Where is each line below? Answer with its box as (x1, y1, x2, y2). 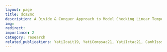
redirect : (5, 26, 26, 31)
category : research (5, 35, 46, 40)
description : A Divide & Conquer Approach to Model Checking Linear (5, 16, 150, 21)
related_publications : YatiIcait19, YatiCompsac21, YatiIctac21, (5, 40, 143, 45)
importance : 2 (5, 30, 35, 35)
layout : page (5, 7, 32, 12)
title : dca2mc (5, 12, 35, 17)
